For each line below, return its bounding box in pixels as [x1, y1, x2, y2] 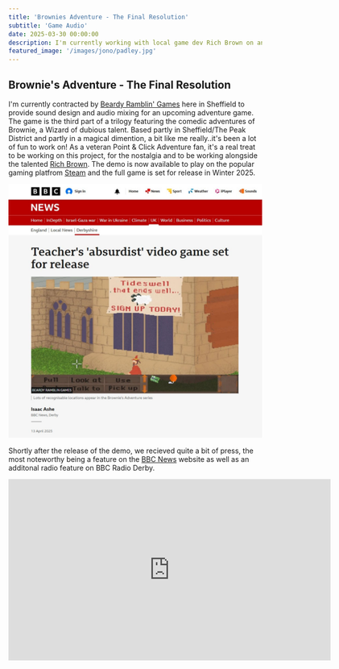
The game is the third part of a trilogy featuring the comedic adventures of [8, 116, 255, 126]
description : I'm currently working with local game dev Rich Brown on [8, 39, 254, 47]
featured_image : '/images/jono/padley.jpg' [8, 47, 157, 56]
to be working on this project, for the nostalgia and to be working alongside [8, 150, 258, 160]
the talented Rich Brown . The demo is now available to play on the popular [8, 159, 255, 168]
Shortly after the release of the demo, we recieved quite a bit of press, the [8, 446, 254, 455]
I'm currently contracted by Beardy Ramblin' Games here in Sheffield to [8, 99, 246, 109]
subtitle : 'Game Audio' [8, 21, 89, 30]
